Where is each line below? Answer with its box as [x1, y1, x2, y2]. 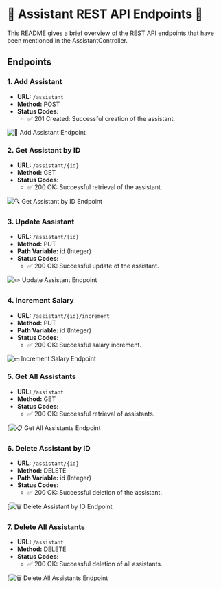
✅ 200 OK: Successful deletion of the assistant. [27, 489, 163, 497]
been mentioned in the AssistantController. [7, 36, 128, 44]
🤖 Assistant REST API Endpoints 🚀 [7, 6, 204, 22]
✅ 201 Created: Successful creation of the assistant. [27, 114, 175, 122]
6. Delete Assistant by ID [7, 443, 91, 453]
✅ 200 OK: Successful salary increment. [27, 341, 142, 349]
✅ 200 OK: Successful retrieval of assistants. [27, 409, 155, 418]
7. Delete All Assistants [7, 522, 86, 532]
